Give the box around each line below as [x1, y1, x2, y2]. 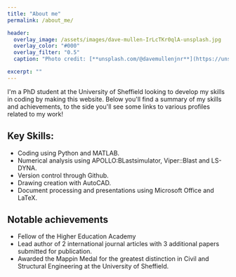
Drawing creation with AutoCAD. [17, 178, 111, 187]
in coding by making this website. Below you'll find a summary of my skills [7, 95, 222, 103]
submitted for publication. [17, 247, 93, 256]
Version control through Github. [17, 171, 109, 180]
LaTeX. [17, 194, 37, 202]
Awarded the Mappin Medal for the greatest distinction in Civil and [17, 255, 209, 263]
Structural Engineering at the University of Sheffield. [17, 262, 169, 271]
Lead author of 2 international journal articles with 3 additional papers [17, 240, 220, 248]
